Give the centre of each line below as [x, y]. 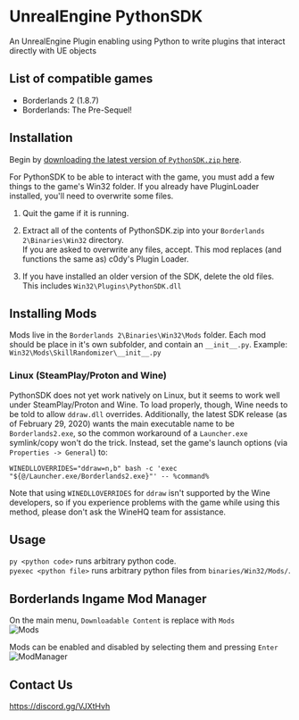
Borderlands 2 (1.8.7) [61, 100]
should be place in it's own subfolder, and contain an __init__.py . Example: [149, 345]
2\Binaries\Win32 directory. [73, 239]
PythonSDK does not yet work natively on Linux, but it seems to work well [145, 395]
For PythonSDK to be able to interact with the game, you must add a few [142, 177]
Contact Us [41, 685]
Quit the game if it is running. [75, 213]
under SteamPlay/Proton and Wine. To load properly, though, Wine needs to [149, 405]
